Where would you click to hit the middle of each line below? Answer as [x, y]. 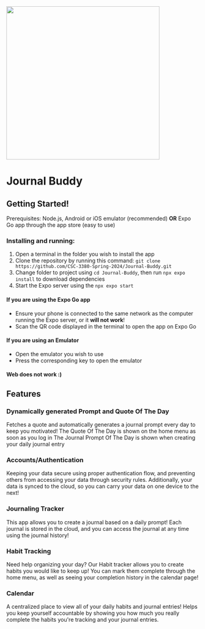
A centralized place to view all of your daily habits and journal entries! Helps [102, 607]
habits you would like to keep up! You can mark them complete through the [101, 571]
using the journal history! [38, 535]
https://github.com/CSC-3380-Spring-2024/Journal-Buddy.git [93, 267]
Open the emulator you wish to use [59, 354]
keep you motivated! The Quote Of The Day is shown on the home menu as [101, 431]
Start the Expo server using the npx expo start [74, 286]
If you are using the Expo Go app [48, 299]
